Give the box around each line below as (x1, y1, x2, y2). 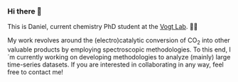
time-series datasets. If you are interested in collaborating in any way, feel (7, 60, 224, 69)
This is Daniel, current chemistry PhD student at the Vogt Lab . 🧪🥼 (7, 23, 198, 31)
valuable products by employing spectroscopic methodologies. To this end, (7, 45, 228, 54)
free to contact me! (7, 68, 64, 76)
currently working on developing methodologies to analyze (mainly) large (16, 53, 231, 61)
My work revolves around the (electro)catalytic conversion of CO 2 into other (7, 36, 231, 47)
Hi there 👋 (7, 6, 43, 16)
